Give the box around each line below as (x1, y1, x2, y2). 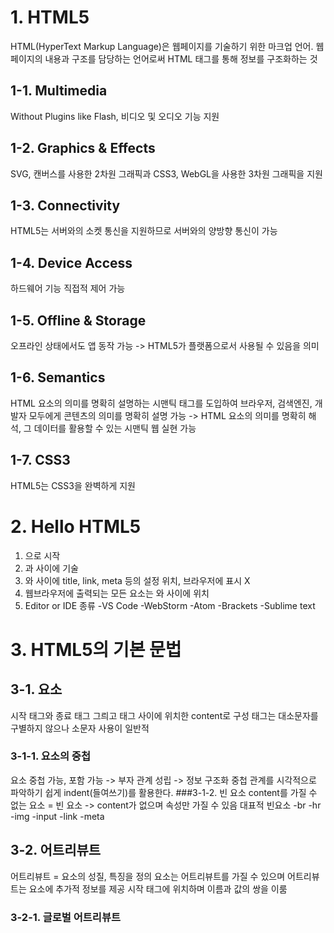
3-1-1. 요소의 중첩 (10, 749, 91, 763)
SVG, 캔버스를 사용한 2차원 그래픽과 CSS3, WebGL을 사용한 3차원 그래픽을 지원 (10, 167, 323, 180)
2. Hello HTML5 (10, 515, 142, 538)
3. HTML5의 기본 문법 (10, 638, 182, 661)
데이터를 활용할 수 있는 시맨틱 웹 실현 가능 (33, 422, 197, 434)
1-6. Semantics (10, 369, 106, 386)
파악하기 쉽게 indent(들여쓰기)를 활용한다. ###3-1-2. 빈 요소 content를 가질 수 (10, 786, 318, 798)
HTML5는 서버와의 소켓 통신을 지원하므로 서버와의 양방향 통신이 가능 (10, 225, 278, 237)
